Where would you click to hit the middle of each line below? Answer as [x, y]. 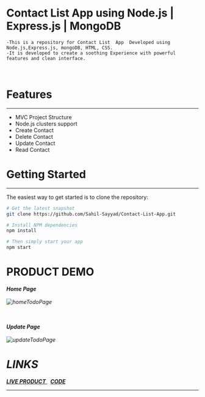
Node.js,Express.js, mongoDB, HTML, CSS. [60, 48]
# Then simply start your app [45, 242]
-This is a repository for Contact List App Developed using [88, 42]
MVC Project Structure [43, 117]
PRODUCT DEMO [50, 272]
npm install [21, 231]
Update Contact [35, 143]
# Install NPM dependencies [42, 225]
